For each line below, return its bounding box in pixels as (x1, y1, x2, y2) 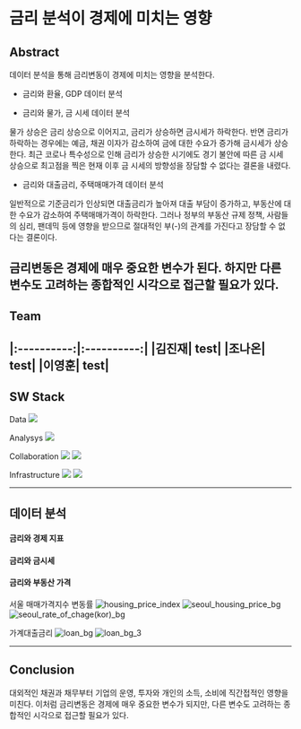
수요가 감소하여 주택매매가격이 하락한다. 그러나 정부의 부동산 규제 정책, (18, 210, 265, 220)
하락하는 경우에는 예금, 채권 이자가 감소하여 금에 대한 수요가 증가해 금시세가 (9, 138, 272, 148)
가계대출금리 (9, 627, 54, 638)
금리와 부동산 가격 (9, 577, 72, 588)
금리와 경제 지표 (9, 533, 64, 543)
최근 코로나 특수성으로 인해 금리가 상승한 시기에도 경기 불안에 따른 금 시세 (28, 149, 284, 160)
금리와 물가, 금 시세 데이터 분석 (21, 108, 130, 117)
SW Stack (9, 389, 65, 404)
